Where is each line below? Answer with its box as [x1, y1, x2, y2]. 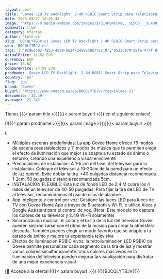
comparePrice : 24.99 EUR [5, 66, 55, 71]
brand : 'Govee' [5, 84, 36, 89]
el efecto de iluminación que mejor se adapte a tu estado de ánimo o [12, 150, 149, 156]
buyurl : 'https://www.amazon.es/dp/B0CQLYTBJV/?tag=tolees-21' [5, 89, 136, 93]
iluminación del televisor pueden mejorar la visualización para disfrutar [12, 254, 154, 260]
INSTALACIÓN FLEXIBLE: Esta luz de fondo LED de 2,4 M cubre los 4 [12, 181, 150, 187]
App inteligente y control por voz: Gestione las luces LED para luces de [12, 197, 154, 203]
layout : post [5, 7, 32, 12]
